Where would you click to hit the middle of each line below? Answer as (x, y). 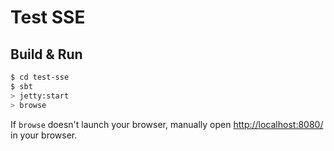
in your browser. (44, 135)
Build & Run (46, 54)
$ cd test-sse (40, 77)
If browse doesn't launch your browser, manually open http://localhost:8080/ (167, 124)
